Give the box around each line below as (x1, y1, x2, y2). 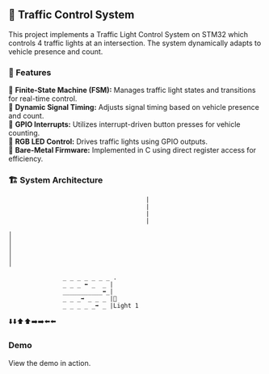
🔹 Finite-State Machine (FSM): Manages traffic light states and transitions (8, 86, 256, 95)
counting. (8, 128, 40, 138)
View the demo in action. (8, 358, 91, 368)
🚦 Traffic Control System (8, 8, 135, 22)
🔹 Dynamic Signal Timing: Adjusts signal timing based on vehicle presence (8, 103, 260, 112)
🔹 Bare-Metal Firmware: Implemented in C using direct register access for (8, 145, 257, 155)
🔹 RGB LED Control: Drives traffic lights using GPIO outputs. (8, 137, 208, 146)
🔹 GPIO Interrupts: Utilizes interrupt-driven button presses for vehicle (8, 120, 241, 129)
